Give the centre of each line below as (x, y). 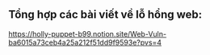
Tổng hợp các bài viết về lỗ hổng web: (105, 15)
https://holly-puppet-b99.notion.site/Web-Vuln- (88, 33)
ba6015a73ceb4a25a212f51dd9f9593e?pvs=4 (85, 42)
